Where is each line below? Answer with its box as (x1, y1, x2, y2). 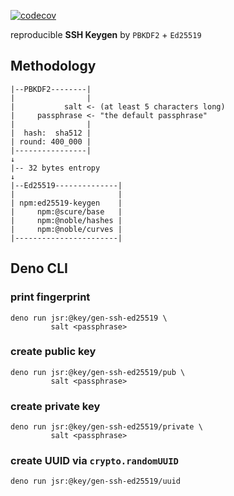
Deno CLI (10, 260, 68, 277)
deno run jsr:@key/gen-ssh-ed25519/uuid (10, 476, 182, 487)
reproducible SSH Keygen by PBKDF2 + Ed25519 (10, 29, 202, 40)
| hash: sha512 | (10, 128, 92, 138)
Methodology (10, 58, 97, 75)
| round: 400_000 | (10, 136, 92, 147)
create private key (10, 399, 101, 413)
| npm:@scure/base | (10, 206, 123, 217)
